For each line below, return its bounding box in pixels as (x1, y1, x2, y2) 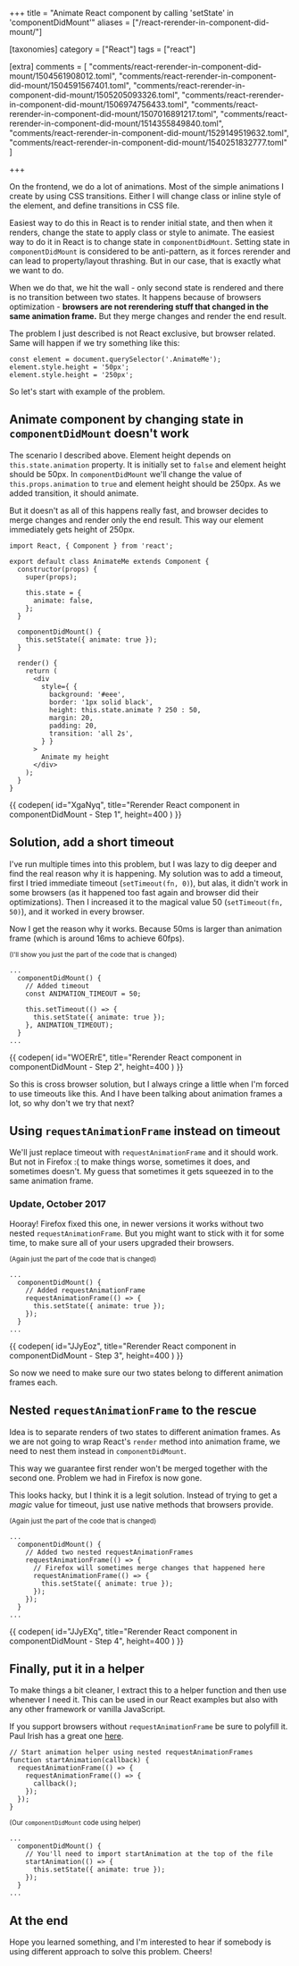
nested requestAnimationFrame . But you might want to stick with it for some (9, 1228, 285, 1239)
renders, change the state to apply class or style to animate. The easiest (9, 227, 275, 238)
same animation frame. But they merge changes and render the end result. (9, 311, 287, 321)
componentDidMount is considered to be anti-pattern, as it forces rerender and (9, 246, 291, 256)
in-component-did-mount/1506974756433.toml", (9, 99, 189, 110)
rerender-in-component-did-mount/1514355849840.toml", (9, 118, 225, 129)
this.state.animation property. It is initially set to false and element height (9, 459, 287, 470)
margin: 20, (48, 713, 94, 722)
